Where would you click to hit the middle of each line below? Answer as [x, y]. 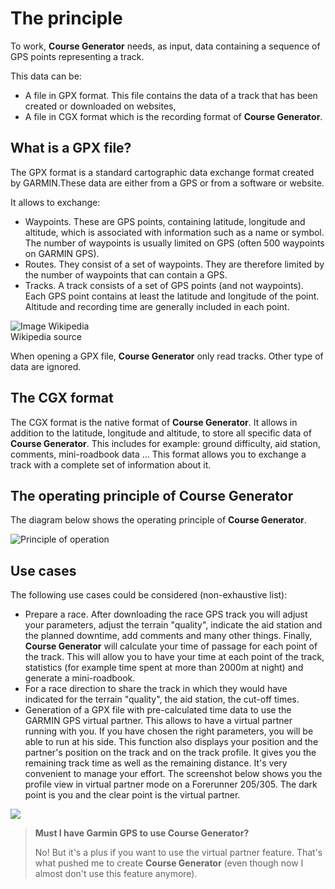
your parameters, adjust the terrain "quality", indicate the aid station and [173, 625]
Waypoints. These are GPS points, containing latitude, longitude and [165, 221]
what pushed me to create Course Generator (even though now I [169, 863]
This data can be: [46, 76]
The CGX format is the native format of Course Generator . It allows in [154, 422]
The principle [66, 18]
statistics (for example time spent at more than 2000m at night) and [164, 668]
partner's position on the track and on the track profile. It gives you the [170, 753]
